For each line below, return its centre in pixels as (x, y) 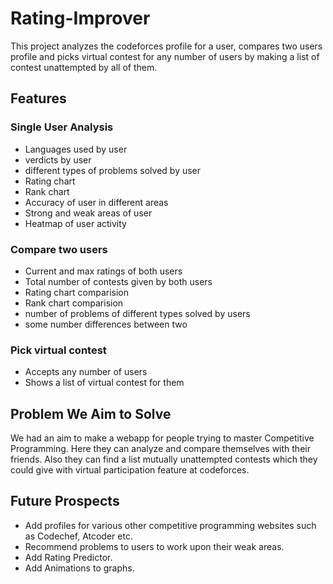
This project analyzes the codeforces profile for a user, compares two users (166, 46)
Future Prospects (65, 501)
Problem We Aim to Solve (91, 413)
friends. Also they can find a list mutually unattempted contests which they (164, 459)
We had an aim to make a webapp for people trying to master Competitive (162, 438)
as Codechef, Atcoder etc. (78, 536)
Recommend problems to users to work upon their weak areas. (154, 546)
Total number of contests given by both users (118, 281)
